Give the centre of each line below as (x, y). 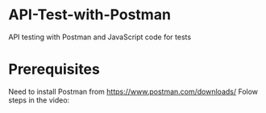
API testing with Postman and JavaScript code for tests (100, 37)
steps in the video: (39, 100)
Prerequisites (54, 69)
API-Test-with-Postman (90, 15)
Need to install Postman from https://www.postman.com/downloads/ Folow (133, 91)
